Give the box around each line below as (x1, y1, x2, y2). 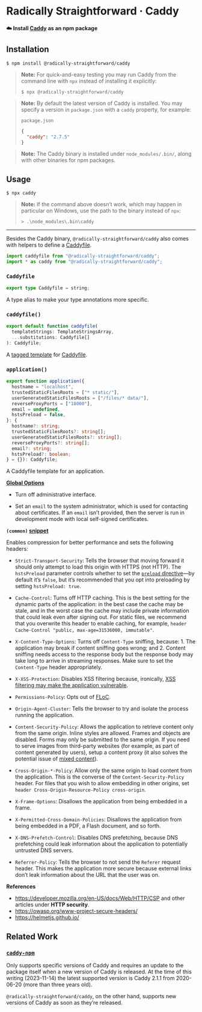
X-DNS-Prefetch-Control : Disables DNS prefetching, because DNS (14, 834, 179, 841)
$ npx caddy (6, 190, 36, 197)
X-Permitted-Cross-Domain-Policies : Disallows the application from (14, 816, 182, 823)
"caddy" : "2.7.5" (26, 134, 70, 140)
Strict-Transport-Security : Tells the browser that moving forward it (14, 557, 185, 565)
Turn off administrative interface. (14, 491, 97, 498)
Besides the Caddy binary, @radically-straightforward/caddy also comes (6, 235, 189, 242)
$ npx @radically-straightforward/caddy (20, 89, 124, 95)
